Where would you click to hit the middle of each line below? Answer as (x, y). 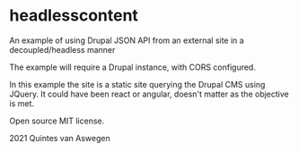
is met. (22, 103)
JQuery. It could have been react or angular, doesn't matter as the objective (149, 94)
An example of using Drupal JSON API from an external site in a (127, 40)
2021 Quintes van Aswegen (60, 138)
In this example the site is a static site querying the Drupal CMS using (137, 84)
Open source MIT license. (57, 121)
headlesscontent (74, 16)
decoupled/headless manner (62, 49)
